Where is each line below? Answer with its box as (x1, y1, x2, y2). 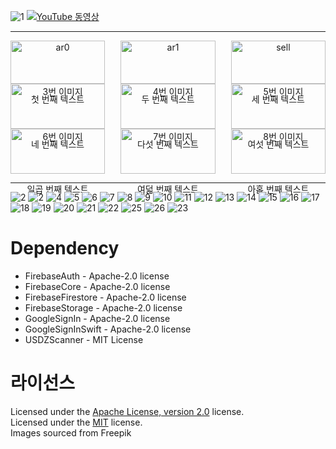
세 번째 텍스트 (251, 93, 305, 105)
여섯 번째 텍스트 (247, 138, 310, 150)
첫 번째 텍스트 (31, 93, 85, 105)
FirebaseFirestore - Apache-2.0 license (24, 291, 187, 303)
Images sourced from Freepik (10, 426, 132, 439)
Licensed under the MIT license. (10, 416, 143, 428)
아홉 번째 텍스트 (247, 183, 310, 195)
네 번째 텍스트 (31, 138, 85, 150)
